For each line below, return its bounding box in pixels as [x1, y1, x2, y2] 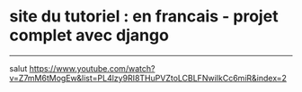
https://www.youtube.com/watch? [29, 63, 155, 73]
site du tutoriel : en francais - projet [9, 6, 279, 27]
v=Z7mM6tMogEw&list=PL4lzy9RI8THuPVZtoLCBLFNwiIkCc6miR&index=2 [9, 72, 288, 83]
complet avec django [9, 25, 169, 46]
